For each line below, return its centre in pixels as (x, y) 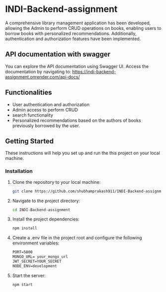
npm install (25, 228)
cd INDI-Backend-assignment (41, 210)
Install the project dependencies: (46, 219)
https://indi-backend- (94, 72)
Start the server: (29, 275)
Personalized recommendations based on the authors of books (77, 120)
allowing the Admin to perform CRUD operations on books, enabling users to (83, 28)
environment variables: (36, 243)
